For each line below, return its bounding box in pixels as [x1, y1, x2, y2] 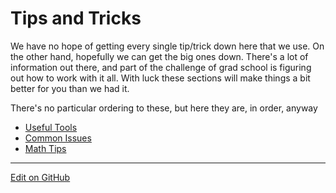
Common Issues [24, 132, 92, 144]
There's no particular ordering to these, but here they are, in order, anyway [10, 102, 318, 114]
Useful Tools [24, 121, 78, 133]
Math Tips [24, 142, 67, 154]
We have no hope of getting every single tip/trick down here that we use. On [10, 40, 325, 52]
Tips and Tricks [10, 7, 142, 30]
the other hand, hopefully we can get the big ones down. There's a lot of [10, 50, 309, 62]
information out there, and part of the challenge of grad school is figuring [10, 61, 312, 73]
